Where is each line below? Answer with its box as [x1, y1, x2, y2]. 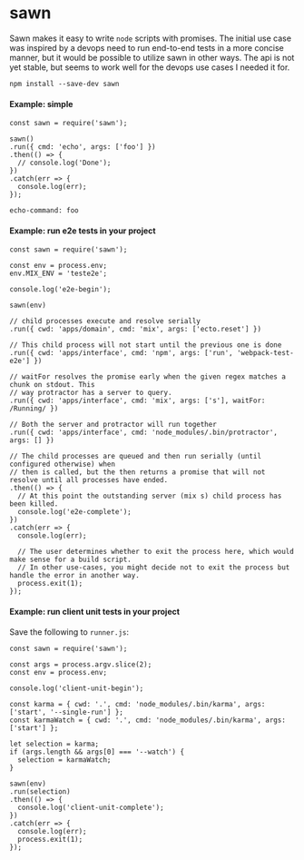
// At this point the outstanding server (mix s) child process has [17, 491, 282, 501]
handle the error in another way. [9, 571, 141, 580]
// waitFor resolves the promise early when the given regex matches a [9, 372, 286, 381]
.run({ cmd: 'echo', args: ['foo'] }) [9, 143, 156, 152]
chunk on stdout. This [9, 381, 95, 390]
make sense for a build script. [9, 555, 132, 565]
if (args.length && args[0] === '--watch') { [9, 747, 184, 756]
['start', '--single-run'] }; [9, 707, 124, 717]
